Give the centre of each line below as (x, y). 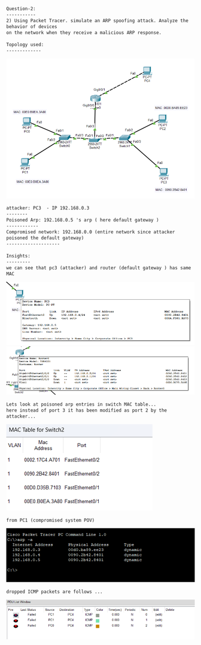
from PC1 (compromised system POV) (51, 520)
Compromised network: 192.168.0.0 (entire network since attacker (91, 232)
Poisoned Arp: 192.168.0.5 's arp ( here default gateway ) (83, 220)
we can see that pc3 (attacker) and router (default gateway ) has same (99, 268)
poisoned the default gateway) (45, 238)
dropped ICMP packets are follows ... (54, 592)
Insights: (19, 256)
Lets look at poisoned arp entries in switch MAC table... (81, 404)
